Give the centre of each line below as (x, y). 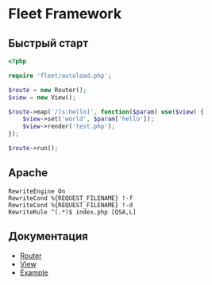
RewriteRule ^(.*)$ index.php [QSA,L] (72, 212)
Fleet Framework (65, 14)
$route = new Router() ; (48, 90)
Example (34, 272)
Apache (28, 173)
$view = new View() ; (42, 97)
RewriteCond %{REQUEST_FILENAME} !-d (71, 205)
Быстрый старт (48, 43)
